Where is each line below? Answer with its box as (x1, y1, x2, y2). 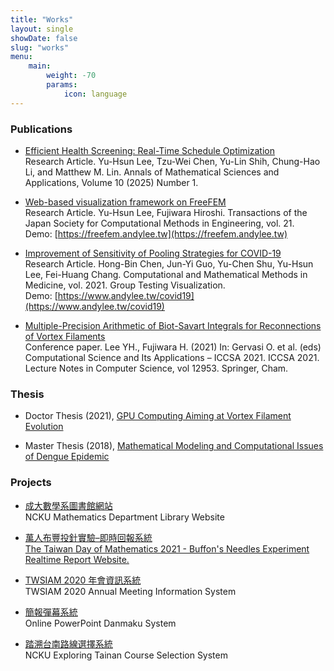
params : (46, 80, 78, 90)
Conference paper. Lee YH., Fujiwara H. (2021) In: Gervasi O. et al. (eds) (24, 341, 322, 353)
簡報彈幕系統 (24, 606, 78, 618)
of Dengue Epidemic (24, 451, 110, 463)
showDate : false (10, 33, 78, 43)
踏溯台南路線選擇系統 (24, 637, 113, 650)
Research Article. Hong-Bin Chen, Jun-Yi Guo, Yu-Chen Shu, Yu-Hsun (24, 257, 314, 270)
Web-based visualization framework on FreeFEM (24, 196, 227, 208)
